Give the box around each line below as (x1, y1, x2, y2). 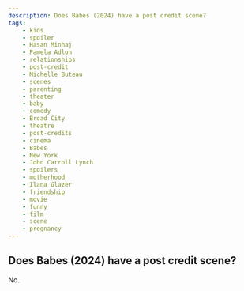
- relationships (22, 56, 77, 64)
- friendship (22, 187, 66, 196)
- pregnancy (22, 225, 62, 233)
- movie (22, 195, 47, 203)
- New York (22, 151, 58, 159)
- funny (22, 202, 47, 210)
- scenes (22, 77, 51, 85)
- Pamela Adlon (22, 48, 73, 56)
